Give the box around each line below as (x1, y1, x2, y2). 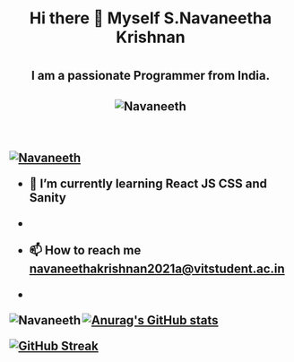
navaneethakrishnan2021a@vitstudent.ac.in (29, 261, 285, 276)
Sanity (29, 190, 67, 205)
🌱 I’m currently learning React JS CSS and (29, 176, 267, 191)
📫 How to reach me (29, 242, 142, 258)
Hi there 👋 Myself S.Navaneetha (30, 8, 272, 29)
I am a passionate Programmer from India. (30, 68, 271, 83)
